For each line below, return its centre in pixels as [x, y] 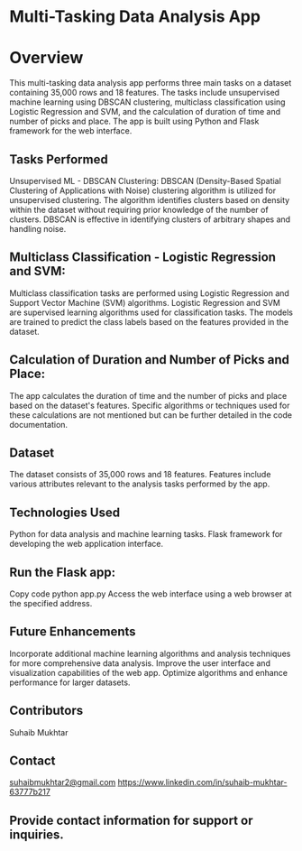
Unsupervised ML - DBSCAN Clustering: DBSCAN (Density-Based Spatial [145, 180]
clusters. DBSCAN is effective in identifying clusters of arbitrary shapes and [150, 219]
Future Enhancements [73, 632]
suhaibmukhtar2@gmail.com [63, 782]
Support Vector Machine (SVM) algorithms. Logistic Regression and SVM [145, 302]
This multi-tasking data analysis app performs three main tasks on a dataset [151, 83]
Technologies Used [64, 512]
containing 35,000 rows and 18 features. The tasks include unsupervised [145, 93]
